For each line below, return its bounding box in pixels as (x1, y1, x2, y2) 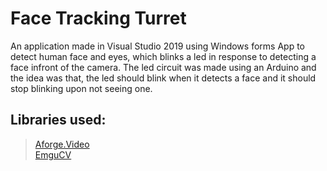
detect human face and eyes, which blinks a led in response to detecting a (10, 50, 317, 62)
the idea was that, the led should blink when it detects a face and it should (10, 72, 317, 84)
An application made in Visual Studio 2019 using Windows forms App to (10, 40, 305, 52)
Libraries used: (10, 112, 107, 129)
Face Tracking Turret (10, 7, 187, 30)
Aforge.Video (34, 138, 90, 150)
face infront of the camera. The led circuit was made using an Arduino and (10, 61, 317, 73)
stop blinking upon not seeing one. (10, 82, 153, 94)
